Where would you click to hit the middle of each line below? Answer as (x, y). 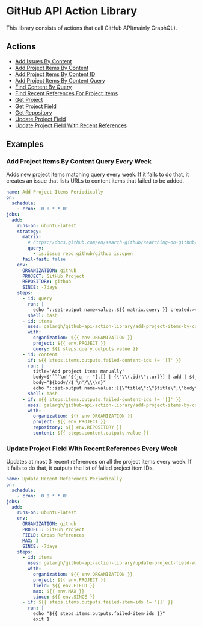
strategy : (29, 231)
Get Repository (33, 112)
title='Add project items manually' (79, 371)
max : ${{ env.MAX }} (59, 591)
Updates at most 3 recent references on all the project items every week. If (99, 462)
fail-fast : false (44, 259)
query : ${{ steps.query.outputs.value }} (85, 349)
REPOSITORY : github (46, 282)
